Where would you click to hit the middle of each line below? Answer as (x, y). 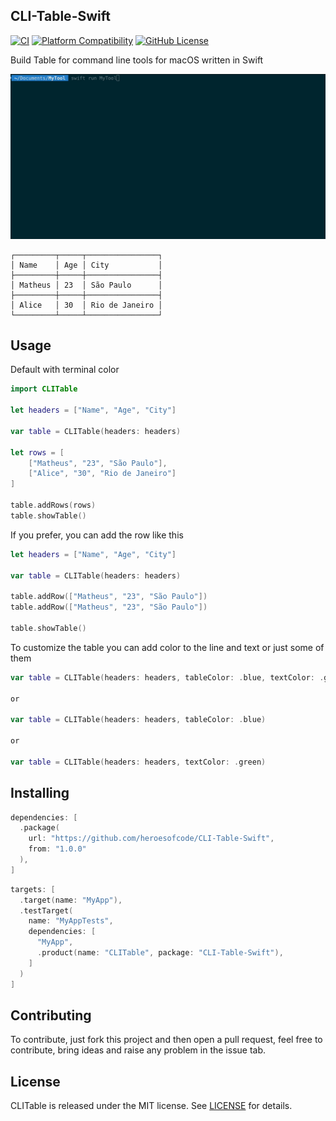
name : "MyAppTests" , (71, 921)
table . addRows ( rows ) (53, 505)
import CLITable (44, 389)
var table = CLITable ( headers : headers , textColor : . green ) (138, 762)
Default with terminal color (65, 370)
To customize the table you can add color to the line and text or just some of (167, 647)
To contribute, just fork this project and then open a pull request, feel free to (166, 1040)
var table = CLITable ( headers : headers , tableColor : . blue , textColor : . (167, 677)
